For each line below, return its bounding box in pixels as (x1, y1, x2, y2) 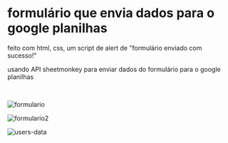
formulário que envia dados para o (7, 5, 215, 21)
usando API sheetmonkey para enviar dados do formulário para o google (7, 65, 221, 73)
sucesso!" (7, 51, 37, 60)
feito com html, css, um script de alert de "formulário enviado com (7, 43, 202, 52)
